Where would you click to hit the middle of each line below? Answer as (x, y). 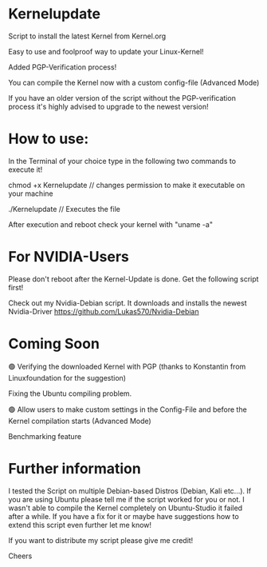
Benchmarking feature (45, 436)
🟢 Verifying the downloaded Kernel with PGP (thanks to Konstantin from (127, 366)
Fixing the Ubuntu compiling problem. (70, 393)
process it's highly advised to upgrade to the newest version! (108, 106)
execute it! (26, 170)
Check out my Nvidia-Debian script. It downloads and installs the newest (128, 303)
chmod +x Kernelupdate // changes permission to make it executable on (127, 185)
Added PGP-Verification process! (63, 67)
